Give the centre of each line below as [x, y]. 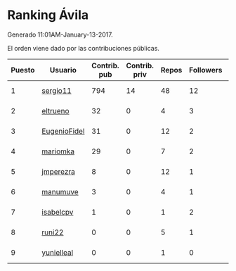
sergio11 [57, 90]
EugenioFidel [63, 131]
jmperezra [59, 171]
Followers [206, 70]
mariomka [58, 151]
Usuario [63, 70]
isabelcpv [58, 212]
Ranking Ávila [48, 15]
